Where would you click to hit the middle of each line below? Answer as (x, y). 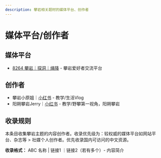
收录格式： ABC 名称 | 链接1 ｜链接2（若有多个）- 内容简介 (64, 150)
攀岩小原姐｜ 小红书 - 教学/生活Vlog (48, 98)
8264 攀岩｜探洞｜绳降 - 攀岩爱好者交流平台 (57, 68)
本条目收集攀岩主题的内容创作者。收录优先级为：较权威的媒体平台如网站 (78, 134)
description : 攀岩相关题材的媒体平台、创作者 (47, 10)
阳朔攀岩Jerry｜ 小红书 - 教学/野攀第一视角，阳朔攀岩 (66, 104)
